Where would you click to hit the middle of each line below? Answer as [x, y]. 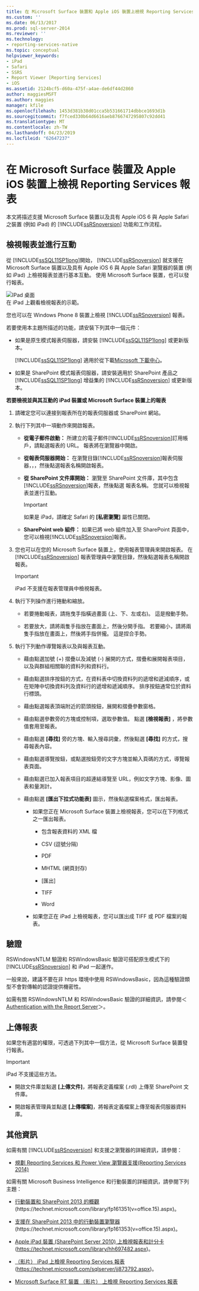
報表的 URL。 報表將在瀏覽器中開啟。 [95, 445]
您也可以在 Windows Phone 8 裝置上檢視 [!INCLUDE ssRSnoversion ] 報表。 [97, 315]
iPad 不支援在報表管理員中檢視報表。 [60, 588]
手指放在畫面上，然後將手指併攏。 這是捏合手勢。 [89, 633]
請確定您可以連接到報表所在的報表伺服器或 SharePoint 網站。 [89, 413]
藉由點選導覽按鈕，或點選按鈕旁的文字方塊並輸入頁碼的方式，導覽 [104, 759]
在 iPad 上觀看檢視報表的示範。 [44, 302]
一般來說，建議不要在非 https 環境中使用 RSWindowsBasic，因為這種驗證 [96, 979]
